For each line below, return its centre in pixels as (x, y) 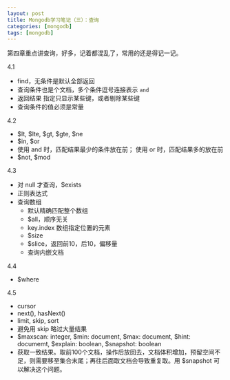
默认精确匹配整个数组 (57, 211)
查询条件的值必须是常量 (50, 107)
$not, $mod (34, 157)
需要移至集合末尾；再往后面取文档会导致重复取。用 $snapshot (124, 361)
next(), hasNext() (41, 313)
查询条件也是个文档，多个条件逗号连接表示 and (83, 89)
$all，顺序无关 (48, 219)
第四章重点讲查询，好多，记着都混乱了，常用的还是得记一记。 (95, 53)
